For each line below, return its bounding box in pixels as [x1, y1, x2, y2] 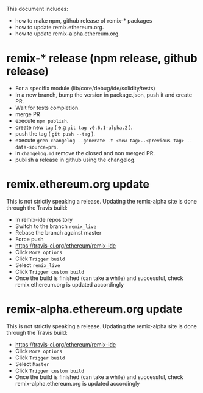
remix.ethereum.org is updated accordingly [15, 281, 124, 288]
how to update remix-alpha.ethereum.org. [15, 30, 120, 37]
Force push [15, 235, 44, 243]
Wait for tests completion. [15, 104, 80, 111]
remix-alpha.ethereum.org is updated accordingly [15, 380, 140, 387]
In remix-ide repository [15, 216, 73, 223]
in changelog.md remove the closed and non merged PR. [15, 149, 155, 156]
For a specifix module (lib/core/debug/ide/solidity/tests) [15, 84, 155, 92]
